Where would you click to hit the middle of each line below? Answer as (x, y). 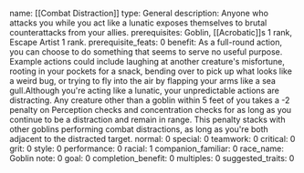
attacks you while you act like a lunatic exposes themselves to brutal (138, 23)
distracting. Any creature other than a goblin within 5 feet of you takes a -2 (150, 100)
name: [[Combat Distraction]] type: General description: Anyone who (139, 13)
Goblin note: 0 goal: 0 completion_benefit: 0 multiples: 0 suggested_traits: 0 (152, 158)
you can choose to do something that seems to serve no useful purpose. (146, 52)
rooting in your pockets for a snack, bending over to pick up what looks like (151, 71)
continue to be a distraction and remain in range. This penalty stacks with (147, 119)
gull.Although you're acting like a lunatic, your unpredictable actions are (145, 91)
